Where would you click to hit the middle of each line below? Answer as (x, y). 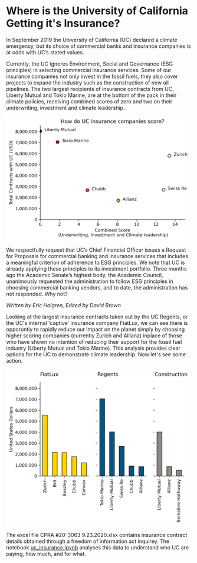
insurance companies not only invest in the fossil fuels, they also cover (92, 76)
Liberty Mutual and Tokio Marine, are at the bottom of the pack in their (91, 95)
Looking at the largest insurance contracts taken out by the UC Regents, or (97, 317)
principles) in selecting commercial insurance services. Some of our (89, 70)
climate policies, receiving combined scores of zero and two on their (89, 101)
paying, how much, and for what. (46, 554)
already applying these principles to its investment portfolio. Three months (96, 269)
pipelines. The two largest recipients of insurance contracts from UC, (90, 89)
